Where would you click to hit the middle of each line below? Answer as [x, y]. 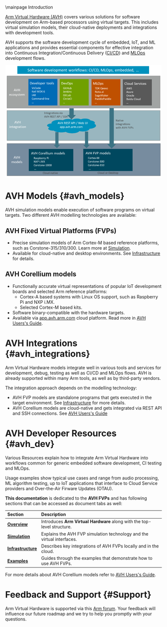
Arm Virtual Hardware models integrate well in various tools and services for [83, 367]
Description [54, 515]
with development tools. [30, 33]
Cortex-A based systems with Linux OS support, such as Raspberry [89, 297]
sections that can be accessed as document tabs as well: [64, 503]
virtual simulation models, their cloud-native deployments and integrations [81, 27]
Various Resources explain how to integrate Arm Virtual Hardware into [77, 457]
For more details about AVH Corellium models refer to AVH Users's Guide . [81, 574]
